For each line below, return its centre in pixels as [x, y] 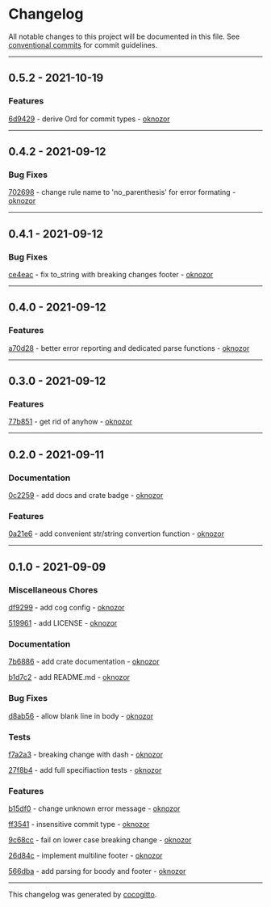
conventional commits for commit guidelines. [83, 44]
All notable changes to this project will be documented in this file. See [124, 36]
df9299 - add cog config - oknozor [67, 608]
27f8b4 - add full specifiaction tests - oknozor [85, 770]
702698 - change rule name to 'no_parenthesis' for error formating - [122, 192]
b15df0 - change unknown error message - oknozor [94, 808]
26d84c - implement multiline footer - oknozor [85, 856]
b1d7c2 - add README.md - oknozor [69, 677]
